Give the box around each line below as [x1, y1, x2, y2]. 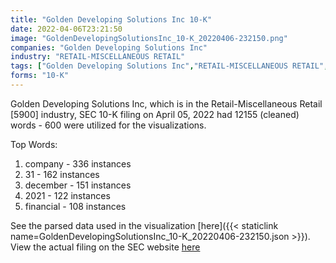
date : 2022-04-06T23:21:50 [10, 24, 123, 34]
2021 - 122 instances [24, 189, 111, 201]
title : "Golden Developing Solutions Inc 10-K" [10, 14, 213, 25]
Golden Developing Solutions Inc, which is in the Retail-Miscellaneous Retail [10, 97, 323, 110]
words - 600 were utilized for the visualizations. [10, 119, 207, 131]
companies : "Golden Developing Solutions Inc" [10, 42, 208, 53]
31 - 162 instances [24, 168, 100, 180]
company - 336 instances [24, 157, 132, 170]
